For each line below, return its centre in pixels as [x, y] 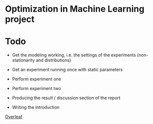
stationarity [23, 60]
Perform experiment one [37, 79]
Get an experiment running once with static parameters [67, 70]
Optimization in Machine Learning [75, 9]
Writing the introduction [36, 107]
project [20, 19]
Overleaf [14, 117]
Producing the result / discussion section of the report [66, 98]
